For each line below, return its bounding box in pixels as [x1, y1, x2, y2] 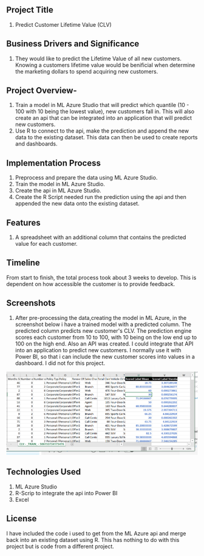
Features [6, 217, 41, 228]
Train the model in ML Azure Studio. [15, 181, 105, 188]
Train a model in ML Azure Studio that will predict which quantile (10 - [15, 102, 189, 109]
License [6, 513, 37, 524]
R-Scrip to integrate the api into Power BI [15, 489, 118, 496]
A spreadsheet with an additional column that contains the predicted [15, 234, 186, 241]
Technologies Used [6, 467, 81, 477]
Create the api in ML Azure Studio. [15, 187, 101, 194]
